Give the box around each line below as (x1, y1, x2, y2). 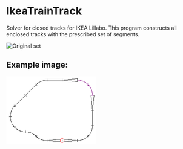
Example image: (6, 60, 68, 70)
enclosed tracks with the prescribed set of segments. (6, 30, 140, 37)
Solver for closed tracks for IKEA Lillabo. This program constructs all (6, 24, 177, 31)
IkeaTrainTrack (6, 4, 82, 18)
